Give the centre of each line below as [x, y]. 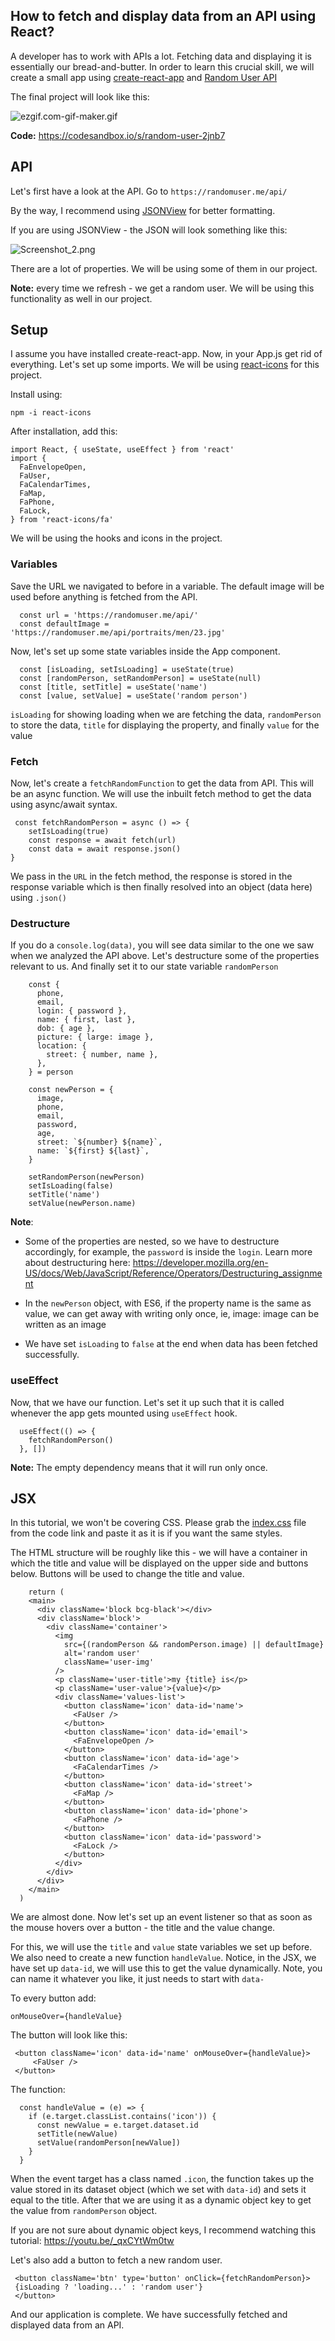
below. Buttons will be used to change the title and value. [127, 1574]
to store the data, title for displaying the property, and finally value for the [165, 725]
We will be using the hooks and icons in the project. [116, 538]
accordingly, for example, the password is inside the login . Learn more [168, 1252]
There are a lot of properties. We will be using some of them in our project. [164, 268]
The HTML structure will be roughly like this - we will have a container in [159, 1553]
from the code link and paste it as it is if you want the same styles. [146, 1533]
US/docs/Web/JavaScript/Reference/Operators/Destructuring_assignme [173, 1273]
